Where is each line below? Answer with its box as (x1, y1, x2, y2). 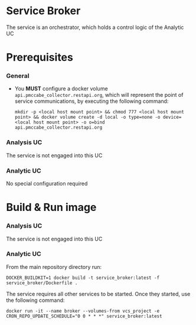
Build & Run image (6, 201, 97, 214)
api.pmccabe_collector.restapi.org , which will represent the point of (14, 92, 184, 99)
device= (162, 114, 182, 121)
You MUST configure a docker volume (14, 85, 108, 92)
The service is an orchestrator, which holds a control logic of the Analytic (6, 24, 184, 31)
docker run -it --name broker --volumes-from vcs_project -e (6, 308, 160, 314)
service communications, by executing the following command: (14, 97, 169, 105)
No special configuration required (6, 180, 88, 187)
